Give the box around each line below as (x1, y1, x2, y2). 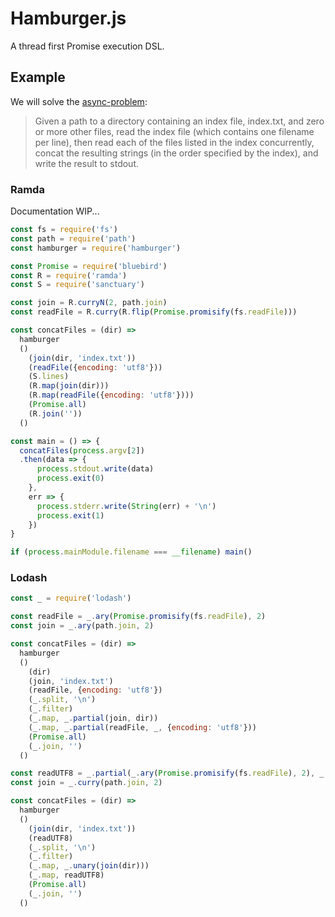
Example (10, 69, 66, 86)
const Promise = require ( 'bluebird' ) (10, 261, 168, 271)
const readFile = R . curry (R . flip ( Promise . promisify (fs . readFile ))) (10, 307, 298, 317)
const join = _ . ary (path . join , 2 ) (10, 621, 155, 631)
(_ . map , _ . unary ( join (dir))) (28, 861, 150, 871)
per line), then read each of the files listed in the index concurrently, (34, 136, 315, 148)
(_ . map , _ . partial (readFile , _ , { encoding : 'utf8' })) (28, 722, 257, 732)
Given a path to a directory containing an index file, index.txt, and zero (34, 115, 325, 127)
